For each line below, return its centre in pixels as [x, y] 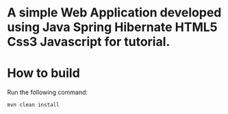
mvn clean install [33, 105]
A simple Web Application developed [114, 13]
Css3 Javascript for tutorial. [89, 42]
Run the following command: [47, 92]
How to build [43, 73]
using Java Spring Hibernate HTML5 [112, 27]
